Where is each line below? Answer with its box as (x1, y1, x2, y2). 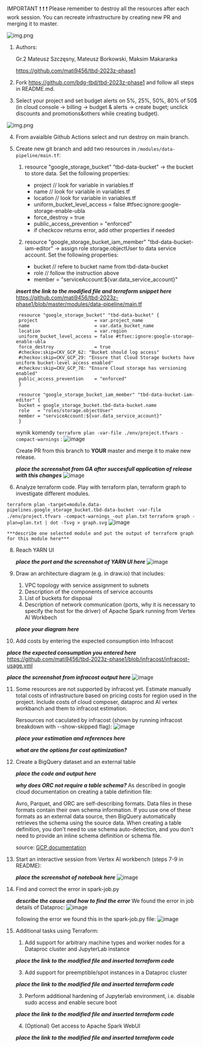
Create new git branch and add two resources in (15, 145, 137, 152)
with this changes (15, 472, 62, 479)
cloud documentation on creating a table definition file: (15, 788, 153, 795)
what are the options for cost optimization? (15, 746, 127, 754)
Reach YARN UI (15, 546, 54, 554)
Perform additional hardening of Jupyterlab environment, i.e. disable (24, 992, 195, 999)
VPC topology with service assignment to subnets (24, 581, 149, 589)
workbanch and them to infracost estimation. (15, 705, 127, 712)
